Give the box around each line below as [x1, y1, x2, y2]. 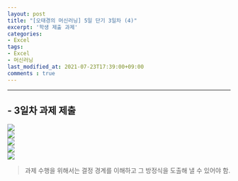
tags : [7, 43, 23, 50]
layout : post [7, 10, 46, 18]
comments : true [7, 70, 55, 77]
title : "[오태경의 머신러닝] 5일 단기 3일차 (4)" [7, 17, 137, 24]
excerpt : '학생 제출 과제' [7, 23, 78, 31]
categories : [7, 30, 42, 38]
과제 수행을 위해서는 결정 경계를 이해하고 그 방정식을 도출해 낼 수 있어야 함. [24, 166, 231, 175]
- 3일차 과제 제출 [7, 104, 76, 116]
